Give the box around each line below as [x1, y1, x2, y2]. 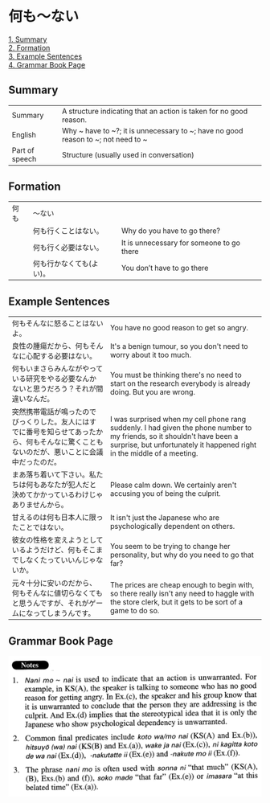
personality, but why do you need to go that [109, 550, 255, 559]
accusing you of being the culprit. [109, 488, 221, 498]
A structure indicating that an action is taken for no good [61, 106, 248, 116]
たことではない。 [11, 522, 68, 532]
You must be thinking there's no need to [109, 370, 243, 379]
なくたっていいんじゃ [25, 555, 96, 565]
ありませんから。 [11, 499, 68, 509]
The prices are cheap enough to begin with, [109, 580, 255, 589]
